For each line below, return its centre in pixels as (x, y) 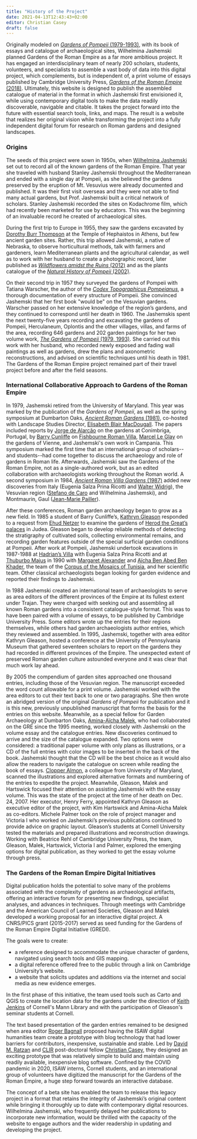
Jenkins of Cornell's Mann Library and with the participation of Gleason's (94, 1007)
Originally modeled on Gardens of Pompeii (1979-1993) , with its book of (93, 45)
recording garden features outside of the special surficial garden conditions (97, 542)
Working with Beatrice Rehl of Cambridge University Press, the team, (89, 839)
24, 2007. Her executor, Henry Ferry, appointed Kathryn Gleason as (87, 801)
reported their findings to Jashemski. (51, 579)
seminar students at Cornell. (40, 1013)
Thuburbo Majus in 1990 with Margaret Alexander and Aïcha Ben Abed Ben (97, 560)
